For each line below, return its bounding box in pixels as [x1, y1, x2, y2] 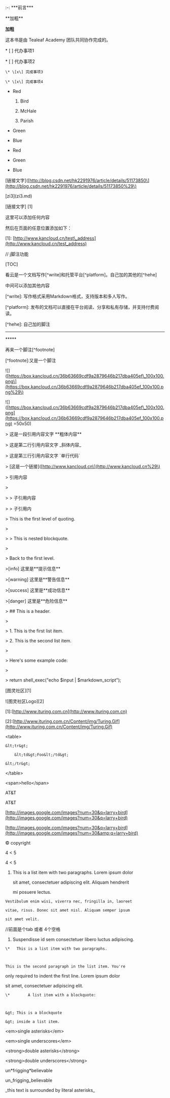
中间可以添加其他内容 [5, 282, 50, 288]
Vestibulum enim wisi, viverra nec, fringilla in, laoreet [5, 899, 133, 904]
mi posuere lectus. [12, 889, 52, 895]
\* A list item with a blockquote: [5, 992, 96, 997]
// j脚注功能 [5, 251, 29, 257]
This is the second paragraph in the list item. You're [5, 964, 125, 969]
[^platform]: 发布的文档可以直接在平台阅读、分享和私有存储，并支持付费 [5, 304, 155, 310]
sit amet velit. [5, 917, 39, 922]
